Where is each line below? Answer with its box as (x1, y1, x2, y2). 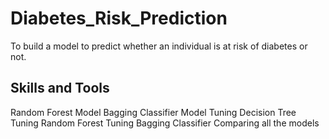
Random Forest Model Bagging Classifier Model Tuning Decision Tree (10, 106, 297, 118)
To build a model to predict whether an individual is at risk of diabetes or (10, 40, 308, 52)
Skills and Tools (10, 80, 110, 97)
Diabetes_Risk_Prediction (10, 7, 228, 30)
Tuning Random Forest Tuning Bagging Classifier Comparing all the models (10, 117, 320, 129)
